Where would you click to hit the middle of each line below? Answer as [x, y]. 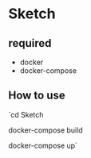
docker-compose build [45, 130]
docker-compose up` [43, 145]
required [30, 43]
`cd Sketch [26, 114]
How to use [37, 96]
